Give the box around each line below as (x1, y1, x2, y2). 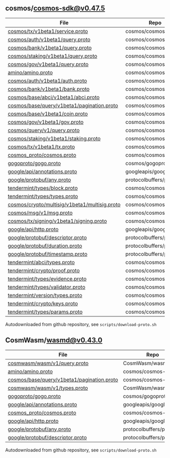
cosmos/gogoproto (123, 392, 169, 400)
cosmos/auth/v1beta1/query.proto (8, 36, 91, 43)
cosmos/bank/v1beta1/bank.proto (8, 85, 90, 92)
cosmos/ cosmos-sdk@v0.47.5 (5, 4, 105, 13)
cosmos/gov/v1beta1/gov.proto (8, 118, 84, 125)
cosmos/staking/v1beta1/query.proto (8, 52, 98, 59)
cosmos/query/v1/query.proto (8, 126, 80, 134)
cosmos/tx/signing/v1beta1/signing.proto (8, 217, 107, 224)
